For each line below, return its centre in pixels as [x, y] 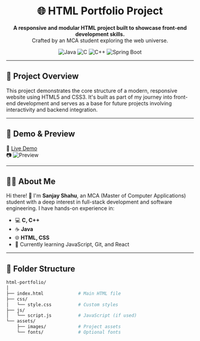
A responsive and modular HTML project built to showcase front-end [100, 27]
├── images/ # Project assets [69, 327]
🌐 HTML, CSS [32, 238]
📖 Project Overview [43, 76]
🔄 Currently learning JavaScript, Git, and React [72, 245]
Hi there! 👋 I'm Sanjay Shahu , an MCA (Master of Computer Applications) [96, 196]
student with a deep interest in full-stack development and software [89, 202]
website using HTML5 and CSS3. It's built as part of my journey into [89, 97]
